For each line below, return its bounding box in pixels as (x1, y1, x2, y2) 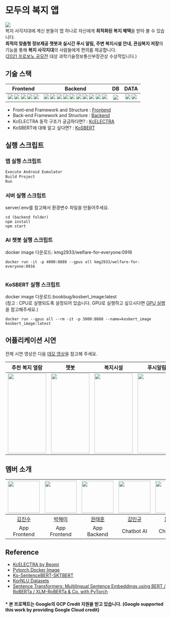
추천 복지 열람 (11, 364, 43, 371)
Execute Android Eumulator (5, 170, 63, 175)
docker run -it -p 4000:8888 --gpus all (5, 259, 93, 265)
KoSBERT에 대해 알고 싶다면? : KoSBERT (12, 125, 95, 131)
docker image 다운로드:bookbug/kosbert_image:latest (5, 293, 117, 299)
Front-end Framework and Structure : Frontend (12, 107, 111, 113)
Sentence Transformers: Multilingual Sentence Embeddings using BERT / (12, 583, 166, 589)
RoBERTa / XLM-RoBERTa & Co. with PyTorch (12, 588, 108, 595)
